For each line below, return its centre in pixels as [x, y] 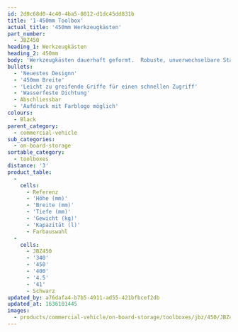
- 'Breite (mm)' [50, 205]
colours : [20, 113]
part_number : [27, 34]
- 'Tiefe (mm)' [49, 212]
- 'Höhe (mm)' [47, 199]
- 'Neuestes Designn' [46, 73]
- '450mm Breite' [39, 80]
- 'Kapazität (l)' [53, 225]
